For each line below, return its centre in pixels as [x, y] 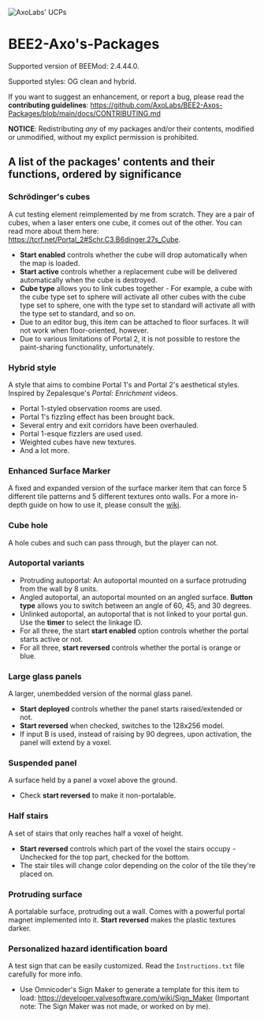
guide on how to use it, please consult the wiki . [105, 505]
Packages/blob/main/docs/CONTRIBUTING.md [85, 113]
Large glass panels [45, 676]
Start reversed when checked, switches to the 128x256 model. [122, 726]
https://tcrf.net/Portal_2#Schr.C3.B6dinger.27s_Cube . [95, 239]
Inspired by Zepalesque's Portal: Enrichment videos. [93, 393]
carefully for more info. [45, 974]
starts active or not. [51, 639]
